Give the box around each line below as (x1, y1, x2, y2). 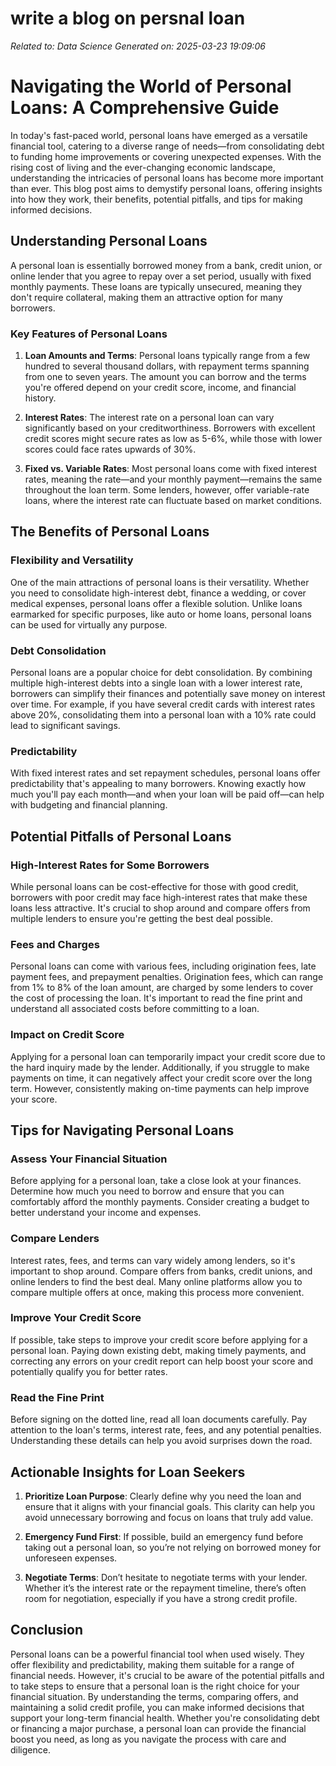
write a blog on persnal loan (10, 7, 246, 30)
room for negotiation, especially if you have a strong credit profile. (24, 1592, 298, 1604)
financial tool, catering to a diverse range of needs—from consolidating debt (10, 140, 325, 152)
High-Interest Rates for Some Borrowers (10, 858, 210, 872)
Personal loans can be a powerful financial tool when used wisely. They (10, 1648, 305, 1660)
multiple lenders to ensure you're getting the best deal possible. (10, 912, 273, 924)
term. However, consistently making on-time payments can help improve (10, 1082, 310, 1094)
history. (24, 392, 57, 404)
